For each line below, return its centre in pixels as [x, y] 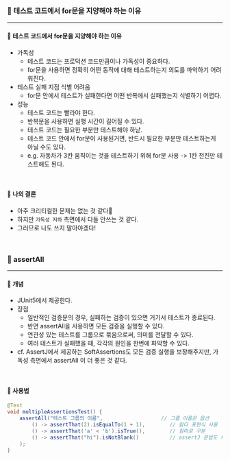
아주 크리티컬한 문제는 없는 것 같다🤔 [65, 210]
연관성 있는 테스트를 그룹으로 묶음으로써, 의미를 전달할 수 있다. [110, 335]
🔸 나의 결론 [22, 194]
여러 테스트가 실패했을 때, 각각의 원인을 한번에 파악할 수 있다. [108, 343]
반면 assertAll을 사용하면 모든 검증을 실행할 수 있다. [96, 326]
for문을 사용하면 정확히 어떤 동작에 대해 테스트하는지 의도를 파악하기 [118, 69]
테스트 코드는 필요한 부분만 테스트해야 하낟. [85, 130]
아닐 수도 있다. [47, 147]
